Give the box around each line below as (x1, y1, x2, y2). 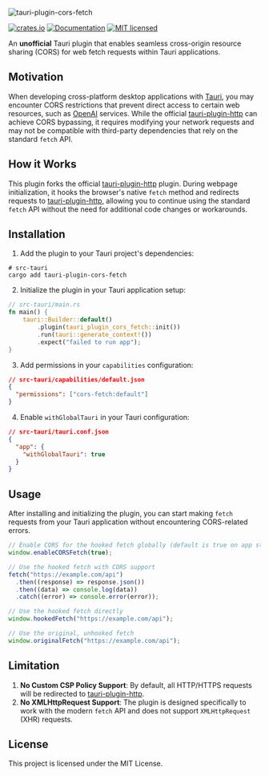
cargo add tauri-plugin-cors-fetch (8, 271, 127, 280)
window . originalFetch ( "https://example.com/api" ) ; (8, 637, 181, 645)
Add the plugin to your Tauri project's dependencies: (19, 249, 195, 258)
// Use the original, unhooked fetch (8, 629, 134, 637)
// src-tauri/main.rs (8, 301, 81, 309)
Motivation (8, 71, 64, 84)
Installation (8, 228, 66, 241)
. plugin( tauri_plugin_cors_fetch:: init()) (37, 323, 181, 332)
